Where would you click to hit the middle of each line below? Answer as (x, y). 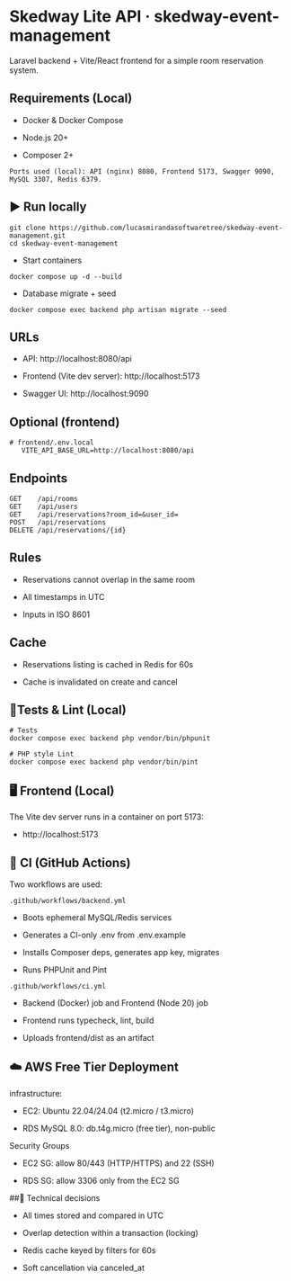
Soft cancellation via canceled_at (84, 1268)
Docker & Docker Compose (73, 120)
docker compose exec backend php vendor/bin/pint (104, 762)
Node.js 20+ (45, 138)
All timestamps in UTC (63, 596)
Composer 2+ (48, 155)
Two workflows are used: (56, 884)
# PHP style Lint (42, 754)
